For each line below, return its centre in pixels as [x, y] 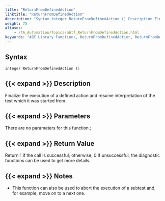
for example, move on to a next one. [49, 193]
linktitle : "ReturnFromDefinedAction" [45, 14]
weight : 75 [16, 23]
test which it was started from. [36, 100]
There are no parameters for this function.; [48, 128]
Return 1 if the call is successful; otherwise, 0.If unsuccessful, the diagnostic [82, 155]
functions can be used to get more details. [48, 161]
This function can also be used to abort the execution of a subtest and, [84, 188]
